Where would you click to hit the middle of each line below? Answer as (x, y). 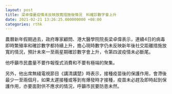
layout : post (19, 10)
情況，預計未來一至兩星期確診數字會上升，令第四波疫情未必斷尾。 (84, 52)
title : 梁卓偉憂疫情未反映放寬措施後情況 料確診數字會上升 (61, 15)
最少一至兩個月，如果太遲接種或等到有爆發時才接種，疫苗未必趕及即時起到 (84, 80)
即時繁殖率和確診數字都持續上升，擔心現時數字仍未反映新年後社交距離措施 (84, 46)
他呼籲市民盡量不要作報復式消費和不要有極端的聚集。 (61, 63)
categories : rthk (24, 24)
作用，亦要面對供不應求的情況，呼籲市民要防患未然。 (66, 86)
